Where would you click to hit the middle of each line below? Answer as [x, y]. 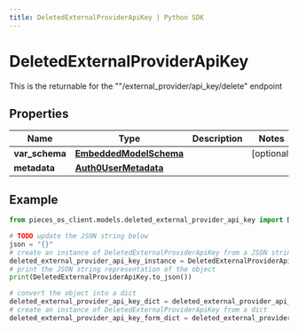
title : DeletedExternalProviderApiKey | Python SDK [106, 17]
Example [34, 199]
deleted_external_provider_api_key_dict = [89, 302]
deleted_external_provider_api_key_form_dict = [99, 318]
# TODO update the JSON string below [79, 236]
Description [217, 138]
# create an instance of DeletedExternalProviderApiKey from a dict [138, 310]
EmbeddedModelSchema [129, 154]
